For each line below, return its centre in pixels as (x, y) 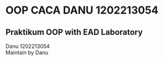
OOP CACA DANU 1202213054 (82, 10)
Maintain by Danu (27, 53)
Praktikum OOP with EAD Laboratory (74, 32)
